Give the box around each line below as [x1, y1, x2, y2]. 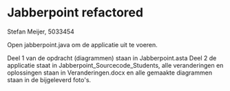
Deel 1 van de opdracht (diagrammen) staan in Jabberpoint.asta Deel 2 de [7, 53, 217, 62]
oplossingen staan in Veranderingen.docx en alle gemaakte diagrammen [7, 68, 212, 77]
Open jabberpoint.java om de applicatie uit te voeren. [7, 40, 158, 49]
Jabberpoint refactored [7, 5, 143, 21]
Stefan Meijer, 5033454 [7, 27, 74, 36]
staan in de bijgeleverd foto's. [7, 75, 92, 83]
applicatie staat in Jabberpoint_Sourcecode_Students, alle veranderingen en [7, 61, 224, 69]
